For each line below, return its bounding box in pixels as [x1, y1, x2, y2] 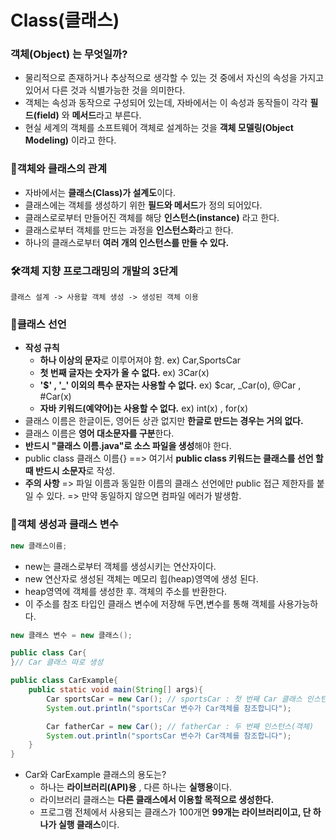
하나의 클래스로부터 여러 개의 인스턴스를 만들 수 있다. [24, 236, 230, 248]
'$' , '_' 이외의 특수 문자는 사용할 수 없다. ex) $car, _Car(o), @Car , [39, 379, 302, 391]
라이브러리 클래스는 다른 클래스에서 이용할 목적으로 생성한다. [39, 794, 275, 806]
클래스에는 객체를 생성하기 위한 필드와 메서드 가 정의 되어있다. [24, 199, 263, 211]
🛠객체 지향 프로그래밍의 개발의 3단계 [10, 264, 178, 278]
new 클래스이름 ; [10, 541, 68, 551]
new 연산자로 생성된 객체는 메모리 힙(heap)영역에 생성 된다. [24, 572, 259, 585]
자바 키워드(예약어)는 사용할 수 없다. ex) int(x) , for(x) [39, 402, 249, 415]
